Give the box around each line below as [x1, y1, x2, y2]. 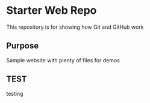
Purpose [6, 41, 39, 51]
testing [6, 90, 23, 97]
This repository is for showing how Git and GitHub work [6, 23, 144, 31]
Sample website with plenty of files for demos [6, 56, 120, 63]
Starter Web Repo [6, 4, 97, 17]
